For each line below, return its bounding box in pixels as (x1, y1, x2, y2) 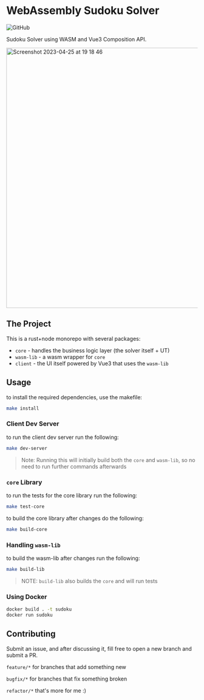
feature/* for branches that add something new (6, 663, 126, 670)
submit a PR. (6, 651, 38, 659)
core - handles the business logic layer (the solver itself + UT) (15, 346, 170, 354)
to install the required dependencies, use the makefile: (6, 393, 143, 401)
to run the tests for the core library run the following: (6, 491, 138, 499)
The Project (6, 319, 52, 329)
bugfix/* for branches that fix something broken (6, 675, 127, 682)
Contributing (6, 629, 56, 639)
